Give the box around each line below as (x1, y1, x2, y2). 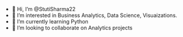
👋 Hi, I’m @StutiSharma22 (11, 6, 76, 12)
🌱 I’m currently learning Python (11, 18, 89, 25)
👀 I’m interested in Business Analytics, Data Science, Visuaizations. (11, 12, 178, 19)
